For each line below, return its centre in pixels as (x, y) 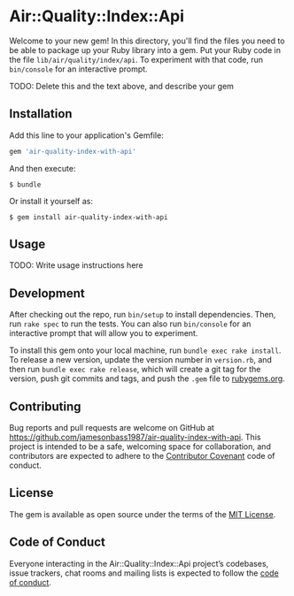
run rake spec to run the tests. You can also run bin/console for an (130, 324)
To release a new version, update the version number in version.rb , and (141, 360)
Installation (41, 114)
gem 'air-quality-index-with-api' (73, 151)
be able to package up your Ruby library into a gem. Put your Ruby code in (145, 50)
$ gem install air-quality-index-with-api (89, 217)
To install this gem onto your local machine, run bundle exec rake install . (145, 350)
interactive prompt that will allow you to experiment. (104, 333)
